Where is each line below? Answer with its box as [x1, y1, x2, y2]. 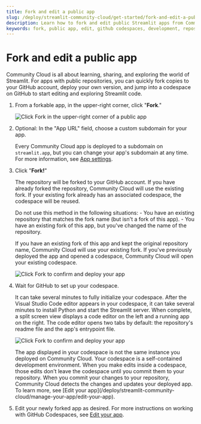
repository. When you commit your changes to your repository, [14, 374, 170, 382]
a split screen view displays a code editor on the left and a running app [14, 313, 190, 320]
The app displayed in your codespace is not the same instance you [14, 349, 181, 356]
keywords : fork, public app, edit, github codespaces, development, [6, 25, 181, 32]
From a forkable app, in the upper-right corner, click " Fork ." [14, 102, 162, 109]
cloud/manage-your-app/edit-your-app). [14, 393, 115, 401]
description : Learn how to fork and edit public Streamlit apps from [6, 20, 184, 26]
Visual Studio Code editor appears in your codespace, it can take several [14, 300, 195, 307]
